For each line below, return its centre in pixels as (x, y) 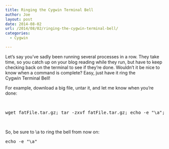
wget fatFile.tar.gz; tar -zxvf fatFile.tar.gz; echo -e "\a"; (85, 112)
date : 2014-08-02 (23, 24)
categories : (18, 33)
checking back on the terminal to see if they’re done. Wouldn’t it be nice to (82, 67)
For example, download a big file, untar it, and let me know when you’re (79, 88)
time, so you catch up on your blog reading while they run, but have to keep (84, 62)
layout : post (19, 19)
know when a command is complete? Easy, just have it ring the (70, 72)
